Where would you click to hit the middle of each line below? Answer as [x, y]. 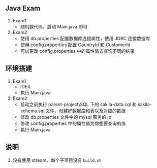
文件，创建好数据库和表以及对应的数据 [86, 111]
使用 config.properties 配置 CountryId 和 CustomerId [75, 45]
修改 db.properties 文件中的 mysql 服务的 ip [66, 117]
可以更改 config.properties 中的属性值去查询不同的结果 [77, 51]
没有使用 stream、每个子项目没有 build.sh [57, 160]
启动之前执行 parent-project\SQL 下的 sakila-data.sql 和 [78, 104]
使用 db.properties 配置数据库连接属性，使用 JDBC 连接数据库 [85, 38]
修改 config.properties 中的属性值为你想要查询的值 [73, 123]
